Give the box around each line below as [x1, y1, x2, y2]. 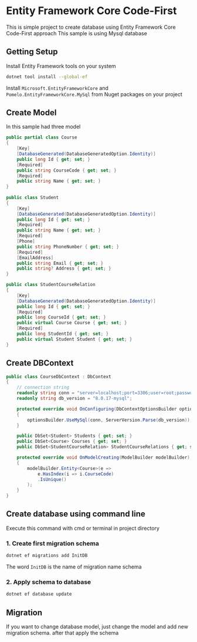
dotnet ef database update [6, 591, 72, 597]
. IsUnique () [37, 476, 67, 482]
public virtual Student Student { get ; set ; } [16, 336, 133, 342]
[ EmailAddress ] [16, 254, 54, 261]
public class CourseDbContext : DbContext [6, 374, 111, 379]
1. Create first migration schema [6, 539, 100, 547]
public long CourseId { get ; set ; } [16, 314, 107, 321]
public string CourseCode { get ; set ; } [16, 167, 117, 173]
